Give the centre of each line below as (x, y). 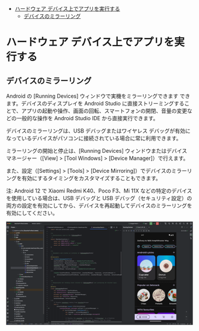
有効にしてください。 (32, 213)
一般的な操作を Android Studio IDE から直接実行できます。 (87, 118)
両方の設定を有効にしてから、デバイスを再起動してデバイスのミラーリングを (99, 205)
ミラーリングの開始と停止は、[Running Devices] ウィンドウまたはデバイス (97, 151)
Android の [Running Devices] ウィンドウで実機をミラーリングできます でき (98, 96)
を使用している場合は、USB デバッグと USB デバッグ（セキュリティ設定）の (99, 198)
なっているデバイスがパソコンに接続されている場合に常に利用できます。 (94, 138)
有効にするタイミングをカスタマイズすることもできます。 (91, 178)
